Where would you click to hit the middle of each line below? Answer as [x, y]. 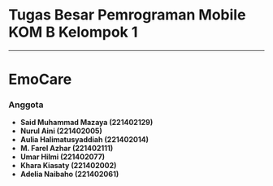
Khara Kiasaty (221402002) [68, 166]
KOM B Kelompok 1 [73, 32]
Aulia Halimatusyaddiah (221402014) [84, 140]
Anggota [26, 105]
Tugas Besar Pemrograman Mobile [127, 15]
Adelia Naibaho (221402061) [69, 174]
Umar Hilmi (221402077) [63, 157]
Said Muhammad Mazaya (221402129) [87, 123]
